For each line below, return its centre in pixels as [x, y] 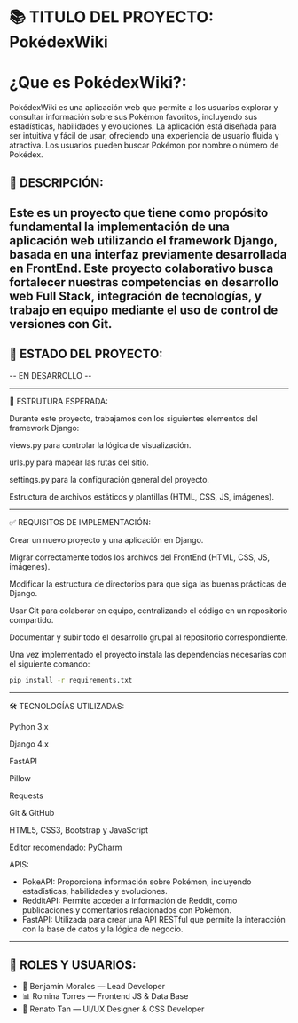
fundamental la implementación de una [120, 226]
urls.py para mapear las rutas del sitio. [79, 462]
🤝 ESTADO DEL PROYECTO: [86, 354]
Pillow [20, 778]
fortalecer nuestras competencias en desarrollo [144, 282]
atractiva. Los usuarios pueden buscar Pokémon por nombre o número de [144, 145]
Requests [27, 795]
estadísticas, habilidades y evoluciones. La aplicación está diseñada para [143, 126]
